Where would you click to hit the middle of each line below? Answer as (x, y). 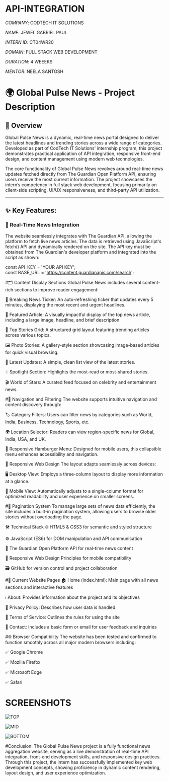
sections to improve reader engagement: (57, 289)
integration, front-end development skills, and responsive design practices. (83, 757)
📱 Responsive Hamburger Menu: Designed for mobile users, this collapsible (83, 449)
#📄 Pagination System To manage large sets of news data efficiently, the (80, 506)
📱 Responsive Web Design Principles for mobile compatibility (68, 558)
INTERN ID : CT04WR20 (29, 42)
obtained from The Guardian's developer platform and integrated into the (81, 252)
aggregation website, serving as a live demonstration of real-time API (77, 751)
